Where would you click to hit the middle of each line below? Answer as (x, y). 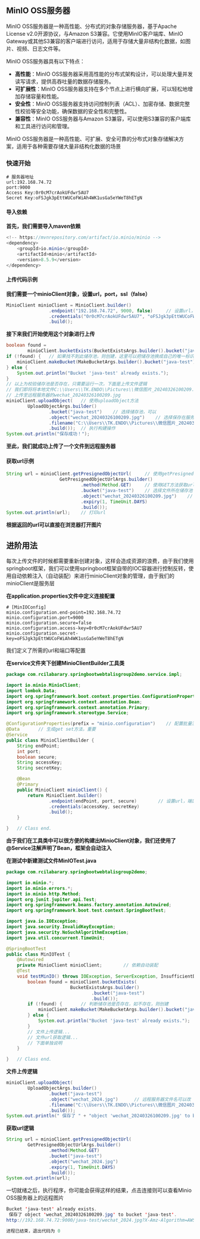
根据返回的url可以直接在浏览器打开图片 (54, 525)
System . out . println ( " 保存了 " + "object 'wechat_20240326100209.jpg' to (98, 1116)
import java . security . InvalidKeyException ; (61, 927)
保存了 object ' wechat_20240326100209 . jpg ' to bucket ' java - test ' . (93, 1215)
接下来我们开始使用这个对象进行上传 (51, 334)
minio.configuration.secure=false (49, 623)
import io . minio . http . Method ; (44, 894)
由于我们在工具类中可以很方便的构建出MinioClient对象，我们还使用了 (91, 841)
